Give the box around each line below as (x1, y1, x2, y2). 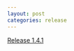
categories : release (7, 17, 68, 24)
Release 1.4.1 (7, 36, 44, 44)
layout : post (7, 10, 45, 17)
